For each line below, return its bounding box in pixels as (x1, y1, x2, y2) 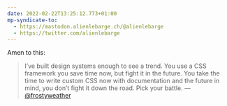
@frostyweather (24, 91, 71, 100)
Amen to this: (7, 48, 45, 57)
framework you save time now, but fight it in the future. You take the (24, 69, 220, 78)
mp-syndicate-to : (7, 17, 58, 24)
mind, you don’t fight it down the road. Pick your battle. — (24, 84, 191, 92)
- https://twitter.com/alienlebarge (13, 29, 120, 37)
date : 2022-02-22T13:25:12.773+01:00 (7, 10, 117, 17)
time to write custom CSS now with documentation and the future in (24, 77, 220, 85)
